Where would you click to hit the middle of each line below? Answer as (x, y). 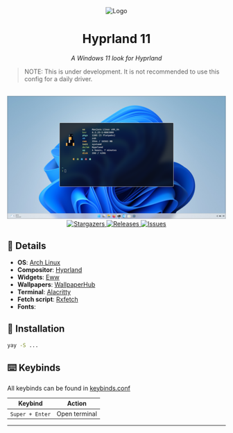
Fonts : (26, 307)
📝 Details (27, 246)
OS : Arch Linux (39, 262)
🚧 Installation (36, 329)
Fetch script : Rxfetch (48, 299)
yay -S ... (23, 346)
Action (77, 404)
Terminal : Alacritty (44, 292)
